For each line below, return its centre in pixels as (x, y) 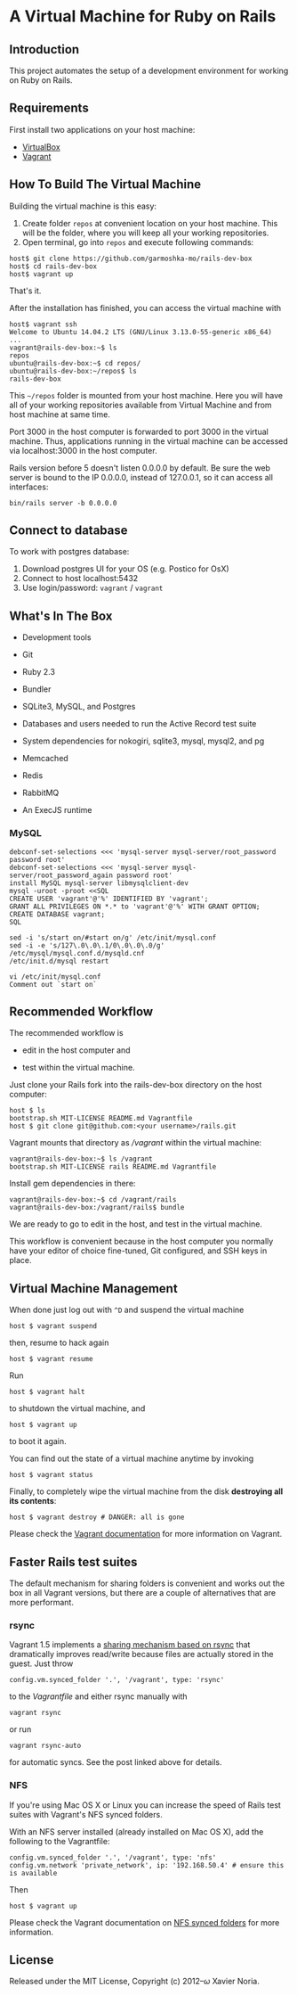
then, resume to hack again (59, 1342)
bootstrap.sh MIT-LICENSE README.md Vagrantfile (101, 1119)
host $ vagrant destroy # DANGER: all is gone (97, 1517)
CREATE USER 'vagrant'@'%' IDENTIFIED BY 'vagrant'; (109, 899)
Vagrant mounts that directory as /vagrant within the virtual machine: (136, 1143)
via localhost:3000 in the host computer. (83, 450)
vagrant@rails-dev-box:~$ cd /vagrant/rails (93, 1200)
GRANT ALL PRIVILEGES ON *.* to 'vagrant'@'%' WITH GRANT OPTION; (135, 907)
